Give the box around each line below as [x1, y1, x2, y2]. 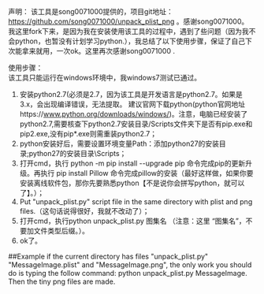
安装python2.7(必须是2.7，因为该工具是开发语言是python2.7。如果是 [19, 90, 243, 99]
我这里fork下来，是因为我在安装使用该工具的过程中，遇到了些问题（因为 [8, 27, 243, 35]
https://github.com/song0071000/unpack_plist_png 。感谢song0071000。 [8, 17, 249, 26]
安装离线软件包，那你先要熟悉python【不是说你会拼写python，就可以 [19, 178, 245, 188]
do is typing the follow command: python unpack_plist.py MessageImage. [8, 269, 247, 277]
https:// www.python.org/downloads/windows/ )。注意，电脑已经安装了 [19, 110, 248, 118]
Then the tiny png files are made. [8, 277, 116, 286]
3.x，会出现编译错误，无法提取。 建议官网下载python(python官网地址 [19, 99, 246, 109]
